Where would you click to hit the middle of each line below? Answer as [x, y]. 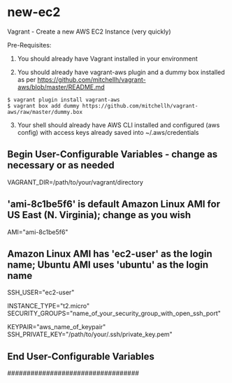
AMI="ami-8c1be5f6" [38, 232]
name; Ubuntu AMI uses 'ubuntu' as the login [108, 265]
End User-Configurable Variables [81, 356]
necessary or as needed [61, 165]
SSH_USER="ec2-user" [41, 292]
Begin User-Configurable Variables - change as [113, 154]
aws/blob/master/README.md [61, 87]
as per [27, 79]
